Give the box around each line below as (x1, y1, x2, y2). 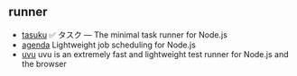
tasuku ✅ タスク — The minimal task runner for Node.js (21, 29, 227, 40)
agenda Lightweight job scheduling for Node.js (21, 39, 196, 50)
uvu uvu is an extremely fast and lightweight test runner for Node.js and (21, 48, 289, 59)
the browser (21, 58, 67, 69)
